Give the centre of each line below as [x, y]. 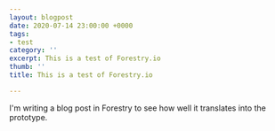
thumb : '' [28, 67]
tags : [19, 34]
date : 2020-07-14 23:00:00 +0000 [71, 26]
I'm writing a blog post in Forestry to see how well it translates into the [138, 108]
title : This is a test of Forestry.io [81, 75]
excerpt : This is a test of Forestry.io [85, 58]
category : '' [33, 50]
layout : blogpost [41, 17]
